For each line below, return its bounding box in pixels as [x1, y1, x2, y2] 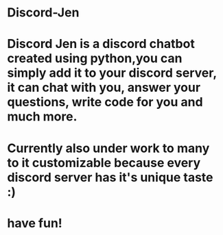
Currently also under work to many [7, 140, 210, 156]
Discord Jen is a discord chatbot [7, 36, 196, 52]
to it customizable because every [7, 155, 201, 171]
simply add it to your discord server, [7, 65, 218, 81]
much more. [7, 109, 78, 125]
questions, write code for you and [7, 95, 204, 110]
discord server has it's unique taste [7, 169, 214, 185]
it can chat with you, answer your [7, 80, 201, 95]
